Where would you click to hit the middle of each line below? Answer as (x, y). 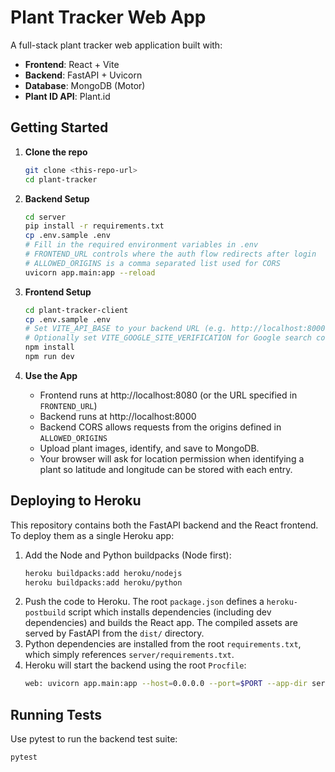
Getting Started (59, 127)
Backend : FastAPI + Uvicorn (83, 75)
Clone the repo (56, 152)
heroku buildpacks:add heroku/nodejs (103, 573)
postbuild (45, 613)
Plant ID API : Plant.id (67, 96)
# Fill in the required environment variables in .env (141, 245)
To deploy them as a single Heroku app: (92, 535)
